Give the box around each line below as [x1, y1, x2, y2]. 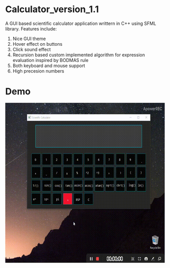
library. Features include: [5, 25, 57, 31]
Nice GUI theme [12, 36, 46, 42]
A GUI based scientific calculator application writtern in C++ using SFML [5, 20, 156, 26]
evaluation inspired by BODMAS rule [12, 57, 89, 63]
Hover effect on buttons [12, 41, 63, 47]
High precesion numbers [12, 68, 64, 74]
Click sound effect [12, 46, 51, 52]
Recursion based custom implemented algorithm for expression [12, 52, 145, 58]
